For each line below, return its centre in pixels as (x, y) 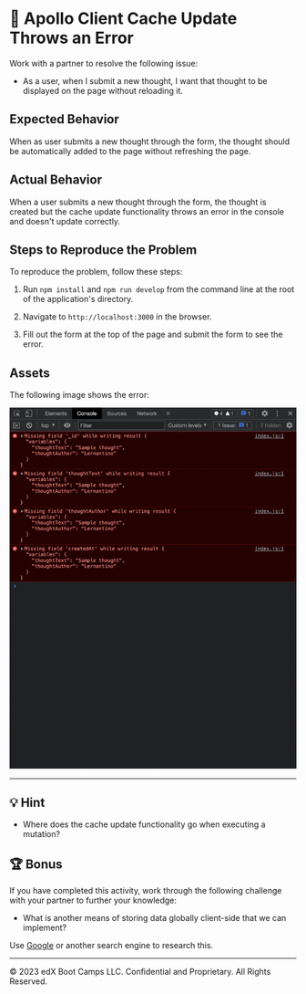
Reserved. (29, 981)
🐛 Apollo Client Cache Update (123, 19)
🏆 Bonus (36, 864)
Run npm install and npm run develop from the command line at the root (158, 289)
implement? (45, 928)
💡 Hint (27, 803)
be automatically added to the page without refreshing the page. (130, 151)
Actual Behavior (56, 180)
